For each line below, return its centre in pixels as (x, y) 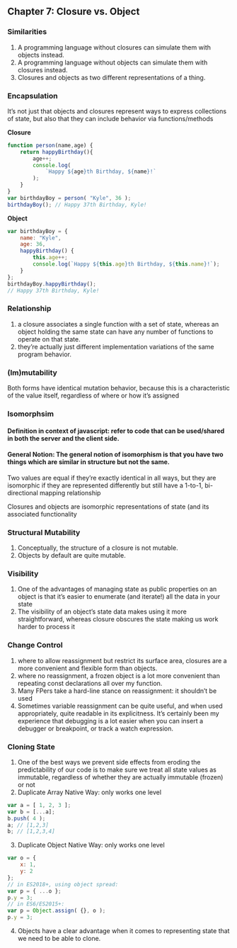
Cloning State (31, 747)
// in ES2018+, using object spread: (63, 884)
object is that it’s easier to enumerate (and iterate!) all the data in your (119, 597)
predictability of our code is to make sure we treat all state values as (117, 769)
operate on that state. (49, 339)
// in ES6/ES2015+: (36, 904)
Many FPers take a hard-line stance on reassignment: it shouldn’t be (117, 691)
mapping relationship (70, 492)
